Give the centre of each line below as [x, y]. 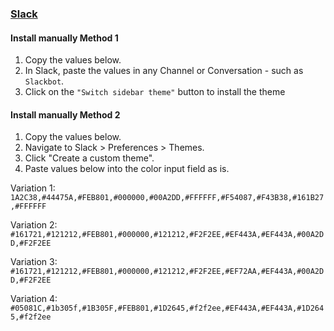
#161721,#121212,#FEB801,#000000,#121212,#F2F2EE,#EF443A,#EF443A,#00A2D [167, 235]
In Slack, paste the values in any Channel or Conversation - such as [164, 71]
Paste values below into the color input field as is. [127, 169]
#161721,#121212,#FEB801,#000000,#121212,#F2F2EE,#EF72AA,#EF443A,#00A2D [167, 272]
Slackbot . [44, 81]
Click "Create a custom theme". [89, 158]
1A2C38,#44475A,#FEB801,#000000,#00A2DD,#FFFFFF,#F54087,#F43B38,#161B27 [167, 198]
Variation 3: [34, 262]
